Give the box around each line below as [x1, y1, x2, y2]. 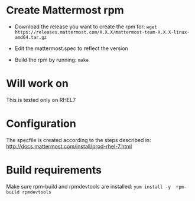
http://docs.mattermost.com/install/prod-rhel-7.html [6, 143, 132, 150]
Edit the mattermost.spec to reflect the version [14, 45, 128, 52]
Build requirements [6, 163, 102, 177]
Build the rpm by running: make [14, 56, 89, 63]
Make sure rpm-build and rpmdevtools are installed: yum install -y [6, 183, 171, 190]
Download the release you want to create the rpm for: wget [14, 23, 158, 30]
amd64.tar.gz [14, 34, 47, 40]
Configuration [6, 117, 77, 130]
